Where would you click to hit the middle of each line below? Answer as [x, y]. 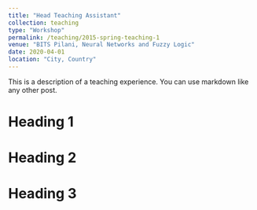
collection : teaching [44, 23]
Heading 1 [41, 122]
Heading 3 [42, 194]
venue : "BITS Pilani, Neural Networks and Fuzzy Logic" [101, 45]
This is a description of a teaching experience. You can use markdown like [128, 81]
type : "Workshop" [37, 30]
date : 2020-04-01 [37, 52]
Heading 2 [42, 158]
